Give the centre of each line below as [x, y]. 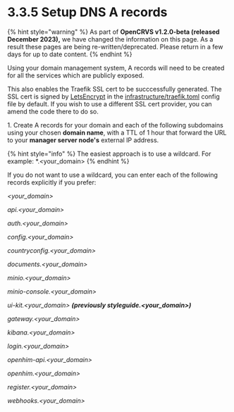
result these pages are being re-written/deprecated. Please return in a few [115, 46]
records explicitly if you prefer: [52, 182]
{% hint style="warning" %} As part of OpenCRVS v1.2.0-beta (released [113, 32]
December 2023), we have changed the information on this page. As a [110, 39]
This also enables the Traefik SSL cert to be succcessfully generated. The [115, 89]
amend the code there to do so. [53, 111]
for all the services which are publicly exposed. [76, 75]
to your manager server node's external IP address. [83, 140]
